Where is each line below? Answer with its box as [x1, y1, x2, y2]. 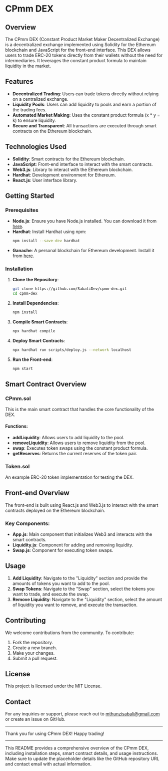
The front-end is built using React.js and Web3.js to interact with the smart [5, 502, 158, 508]
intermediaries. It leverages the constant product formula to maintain [5, 58, 146, 63]
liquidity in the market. [5, 63, 51, 69]
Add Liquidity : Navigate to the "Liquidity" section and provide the [12, 575, 148, 581]
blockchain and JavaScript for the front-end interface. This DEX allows [5, 47, 151, 53]
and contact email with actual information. [5, 761, 92, 767]
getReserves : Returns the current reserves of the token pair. [12, 450, 137, 456]
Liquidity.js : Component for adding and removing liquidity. [12, 542, 133, 548]
